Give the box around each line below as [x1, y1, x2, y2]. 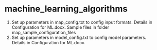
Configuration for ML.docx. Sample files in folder [11, 24, 109, 30]
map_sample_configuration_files [11, 29, 76, 35]
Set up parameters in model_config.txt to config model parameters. [11, 35, 146, 40]
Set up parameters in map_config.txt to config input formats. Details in [11, 19, 153, 25]
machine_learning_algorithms [4, 3, 128, 14]
